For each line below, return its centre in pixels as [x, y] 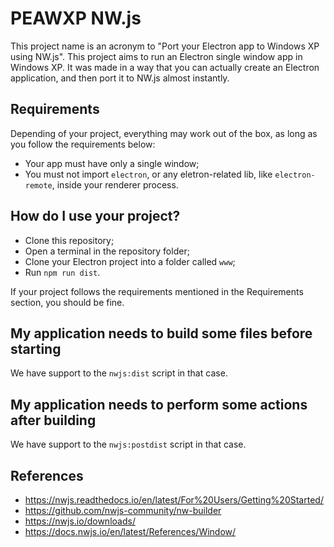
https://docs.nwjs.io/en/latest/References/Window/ [130, 531]
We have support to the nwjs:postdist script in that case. [128, 444]
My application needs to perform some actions [159, 404]
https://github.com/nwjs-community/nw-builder [123, 510]
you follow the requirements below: [83, 144]
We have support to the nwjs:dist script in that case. [119, 373]
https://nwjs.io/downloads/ [80, 521]
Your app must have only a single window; [112, 163]
